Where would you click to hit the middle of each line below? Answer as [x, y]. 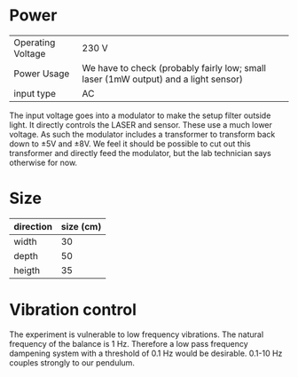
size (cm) [81, 226]
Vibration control [73, 310]
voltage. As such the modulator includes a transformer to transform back [142, 134]
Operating [35, 43]
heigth [27, 270]
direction [33, 226]
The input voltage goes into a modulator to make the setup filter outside [140, 115]
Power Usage [42, 74]
